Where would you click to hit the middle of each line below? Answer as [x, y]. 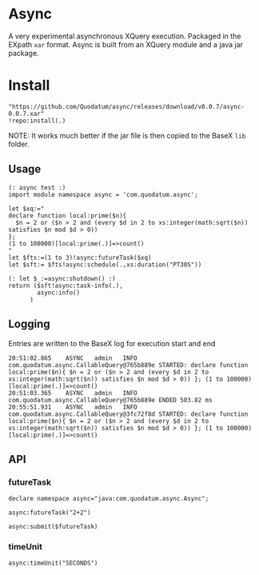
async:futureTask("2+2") [50, 513]
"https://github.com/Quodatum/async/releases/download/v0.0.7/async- [127, 106]
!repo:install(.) [37, 121]
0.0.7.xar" [26, 114]
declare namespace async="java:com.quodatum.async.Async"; [109, 499]
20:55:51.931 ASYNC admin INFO [73, 407]
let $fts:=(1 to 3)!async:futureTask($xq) [80, 258]
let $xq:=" [26, 209]
